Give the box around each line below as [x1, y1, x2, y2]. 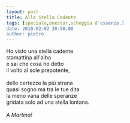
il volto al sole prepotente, [6, 67, 70, 74]
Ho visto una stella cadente [6, 47, 74, 55]
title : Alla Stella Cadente [6, 14, 77, 20]
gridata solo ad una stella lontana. [6, 98, 90, 106]
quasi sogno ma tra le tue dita [6, 86, 80, 93]
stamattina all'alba [6, 54, 52, 61]
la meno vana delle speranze [6, 92, 77, 100]
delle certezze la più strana [6, 79, 73, 87]
